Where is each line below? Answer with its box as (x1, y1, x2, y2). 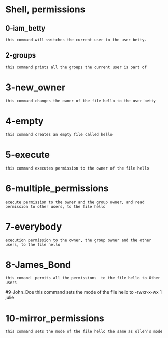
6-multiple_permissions (5, 182, 109, 194)
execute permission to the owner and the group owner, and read (5, 200, 145, 205)
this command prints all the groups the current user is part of (5, 65, 147, 70)
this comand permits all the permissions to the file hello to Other (5, 276, 160, 281)
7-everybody (5, 220, 62, 232)
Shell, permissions (5, 4, 86, 15)
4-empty (5, 115, 44, 127)
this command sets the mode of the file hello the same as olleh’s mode (5, 329, 163, 334)
